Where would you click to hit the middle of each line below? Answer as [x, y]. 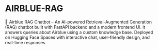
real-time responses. [26, 42]
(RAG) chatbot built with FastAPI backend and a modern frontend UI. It [75, 27]
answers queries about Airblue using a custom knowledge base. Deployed [79, 32]
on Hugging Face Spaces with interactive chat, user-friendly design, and [78, 37]
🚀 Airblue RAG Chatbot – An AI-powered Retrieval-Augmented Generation [78, 22]
